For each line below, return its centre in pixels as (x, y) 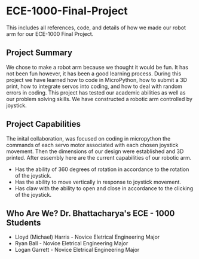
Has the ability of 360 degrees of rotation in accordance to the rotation (102, 169)
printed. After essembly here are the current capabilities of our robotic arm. (99, 157)
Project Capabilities (44, 124)
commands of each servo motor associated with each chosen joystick (92, 145)
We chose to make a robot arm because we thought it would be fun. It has (97, 67)
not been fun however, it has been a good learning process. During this (94, 74)
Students (24, 223)
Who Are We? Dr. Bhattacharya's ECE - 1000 (91, 213)
